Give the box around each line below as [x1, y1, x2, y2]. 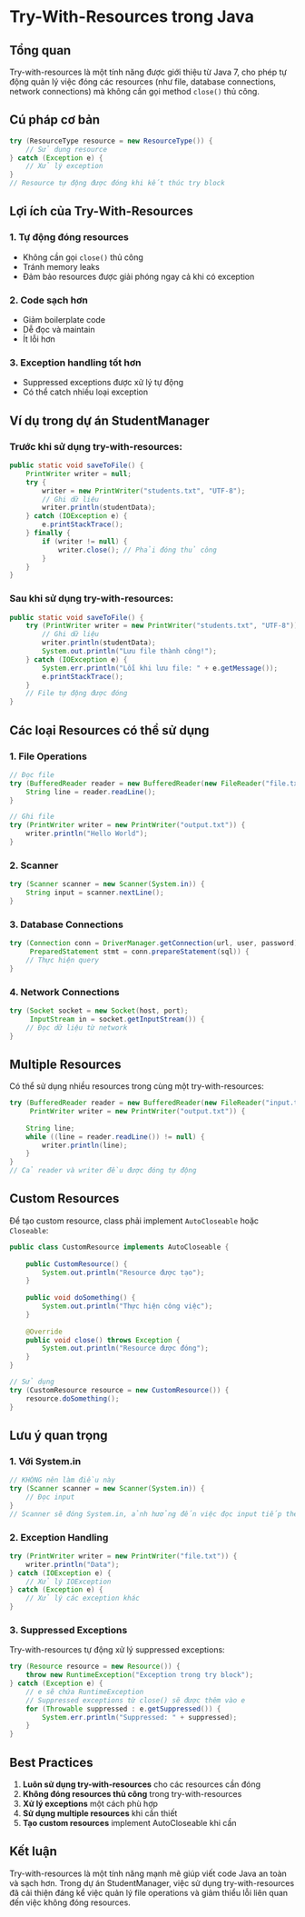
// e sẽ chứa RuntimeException [25, 1687, 144, 1696]
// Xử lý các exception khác [25, 1593, 141, 1603]
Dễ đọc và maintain [22, 324, 95, 335]
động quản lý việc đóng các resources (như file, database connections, [9, 76, 277, 87]
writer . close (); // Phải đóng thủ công [57, 545, 218, 554]
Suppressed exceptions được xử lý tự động [22, 377, 184, 388]
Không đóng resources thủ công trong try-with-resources [22, 1789, 242, 1799]
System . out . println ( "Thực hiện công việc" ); [42, 1302, 213, 1311]
